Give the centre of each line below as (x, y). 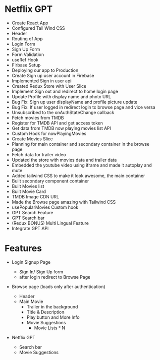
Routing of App (27, 39)
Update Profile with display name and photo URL (61, 96)
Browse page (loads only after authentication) (58, 287)
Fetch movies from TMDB (38, 118)
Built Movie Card (29, 191)
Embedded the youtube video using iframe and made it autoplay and (82, 165)
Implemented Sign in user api (42, 81)
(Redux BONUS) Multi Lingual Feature (50, 223)
